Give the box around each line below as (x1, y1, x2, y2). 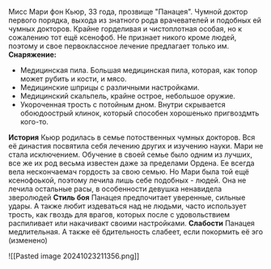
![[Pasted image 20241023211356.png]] (8, 251, 140, 261)
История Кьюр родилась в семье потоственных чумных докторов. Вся (8, 132, 256, 142)
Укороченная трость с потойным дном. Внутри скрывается (19, 100, 227, 109)
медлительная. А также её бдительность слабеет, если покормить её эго (8, 227, 264, 237)
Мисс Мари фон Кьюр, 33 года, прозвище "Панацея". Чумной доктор (8, 7, 248, 16)
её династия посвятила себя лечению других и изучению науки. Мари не (8, 141, 264, 150)
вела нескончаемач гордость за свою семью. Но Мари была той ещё (8, 167, 249, 176)
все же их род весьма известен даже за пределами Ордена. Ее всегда (8, 158, 255, 168)
